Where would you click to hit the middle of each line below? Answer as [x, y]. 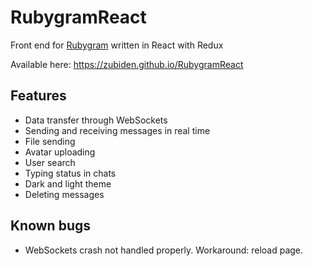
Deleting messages [64, 194]
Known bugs [51, 226]
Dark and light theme [68, 183]
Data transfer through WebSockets [96, 120]
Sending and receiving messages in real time [117, 130]
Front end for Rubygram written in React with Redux [117, 45]
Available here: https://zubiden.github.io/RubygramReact [127, 64]
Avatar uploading [60, 152]
